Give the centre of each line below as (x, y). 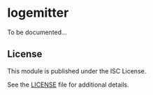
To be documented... (37, 32)
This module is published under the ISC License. (77, 71)
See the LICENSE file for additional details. (68, 85)
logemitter (38, 13)
